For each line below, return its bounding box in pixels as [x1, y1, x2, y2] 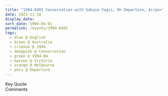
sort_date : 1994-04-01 [5, 21, 52, 26]
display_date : [5, 16, 35, 21]
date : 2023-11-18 [5, 12, 41, 17]
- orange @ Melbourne [9, 63, 55, 68]
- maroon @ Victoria [9, 58, 52, 63]
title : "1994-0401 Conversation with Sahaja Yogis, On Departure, [5, 7, 146, 12]
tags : [5, 30, 16, 35]
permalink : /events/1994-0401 [5, 26, 68, 31]
